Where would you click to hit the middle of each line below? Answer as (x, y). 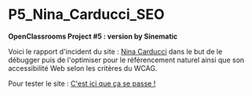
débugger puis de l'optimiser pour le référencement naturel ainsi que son (126, 60)
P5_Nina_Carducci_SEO (86, 15)
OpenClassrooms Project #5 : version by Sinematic (93, 36)
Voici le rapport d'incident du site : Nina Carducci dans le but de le (115, 51)
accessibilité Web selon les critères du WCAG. (83, 68)
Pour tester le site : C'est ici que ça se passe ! (82, 83)
